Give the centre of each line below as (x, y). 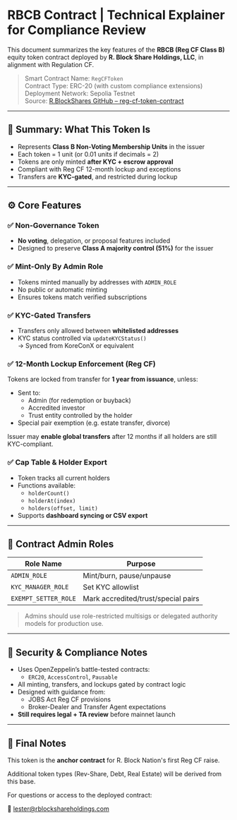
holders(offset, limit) (63, 508)
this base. (22, 782)
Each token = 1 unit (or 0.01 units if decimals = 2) (88, 154)
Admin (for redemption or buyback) (80, 400)
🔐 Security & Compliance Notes (78, 652)
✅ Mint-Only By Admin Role (55, 267)
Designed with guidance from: (61, 692)
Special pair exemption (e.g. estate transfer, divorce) (94, 423)
